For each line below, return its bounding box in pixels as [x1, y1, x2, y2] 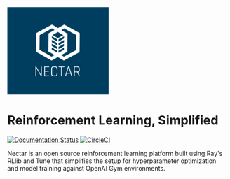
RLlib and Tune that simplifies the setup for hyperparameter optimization [7, 157, 217, 165]
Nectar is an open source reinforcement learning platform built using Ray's [7, 149, 223, 157]
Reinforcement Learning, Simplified [7, 113, 219, 129]
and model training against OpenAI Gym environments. [7, 164, 166, 172]
